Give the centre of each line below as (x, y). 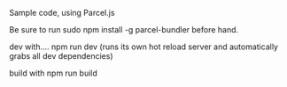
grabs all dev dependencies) (61, 56)
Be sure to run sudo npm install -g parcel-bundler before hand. (124, 29)
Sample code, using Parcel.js (62, 13)
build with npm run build (53, 73)
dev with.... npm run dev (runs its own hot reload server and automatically (144, 47)
